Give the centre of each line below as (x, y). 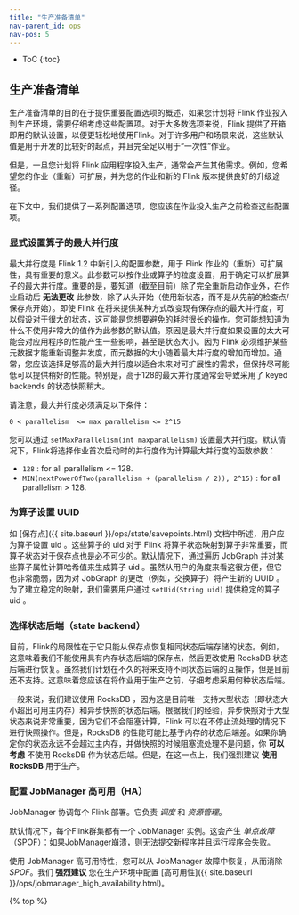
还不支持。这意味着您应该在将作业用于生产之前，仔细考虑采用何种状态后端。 (149, 680)
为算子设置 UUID (44, 512)
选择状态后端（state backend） (77, 625)
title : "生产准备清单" (47, 17)
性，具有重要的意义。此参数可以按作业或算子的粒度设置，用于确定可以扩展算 (149, 275)
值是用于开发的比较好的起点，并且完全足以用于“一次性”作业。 (122, 146)
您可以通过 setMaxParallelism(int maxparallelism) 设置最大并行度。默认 (144, 440)
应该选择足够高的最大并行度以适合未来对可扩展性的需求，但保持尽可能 (161, 364)
